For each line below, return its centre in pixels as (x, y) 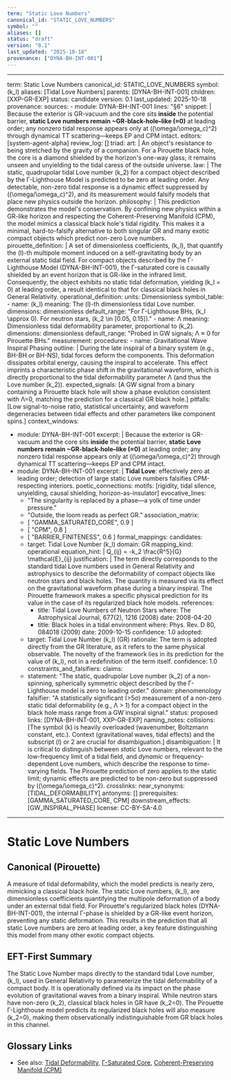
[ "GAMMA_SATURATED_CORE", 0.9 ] (80, 522)
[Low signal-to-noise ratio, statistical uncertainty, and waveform (98, 406)
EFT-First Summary (50, 957)
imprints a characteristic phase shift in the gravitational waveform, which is (113, 370)
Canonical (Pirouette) (54, 868)
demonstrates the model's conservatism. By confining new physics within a (114, 209)
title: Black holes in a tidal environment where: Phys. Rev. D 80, (127, 625)
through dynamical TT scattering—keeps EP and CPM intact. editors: (104, 136)
